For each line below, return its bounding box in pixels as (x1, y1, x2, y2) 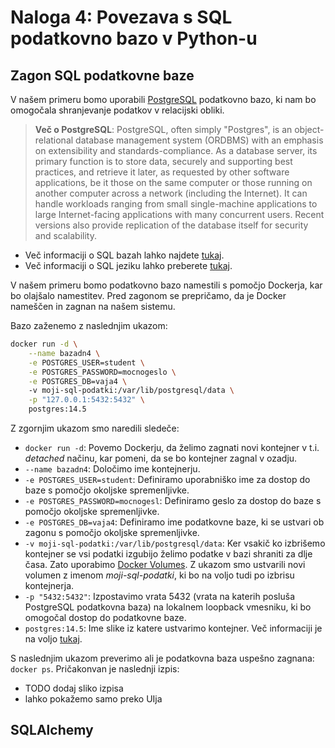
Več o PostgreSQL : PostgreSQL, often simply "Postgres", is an (34, 124, 293, 135)
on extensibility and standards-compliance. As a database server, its (34, 145, 318, 156)
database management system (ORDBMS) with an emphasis (75, 134, 324, 146)
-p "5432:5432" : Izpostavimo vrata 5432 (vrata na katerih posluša (24, 591, 295, 602)
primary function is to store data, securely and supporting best (34, 156, 293, 167)
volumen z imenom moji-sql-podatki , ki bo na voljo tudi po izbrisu (24, 569, 295, 581)
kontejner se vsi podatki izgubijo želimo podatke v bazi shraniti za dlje (24, 548, 313, 560)
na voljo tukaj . (24, 633, 83, 645)
